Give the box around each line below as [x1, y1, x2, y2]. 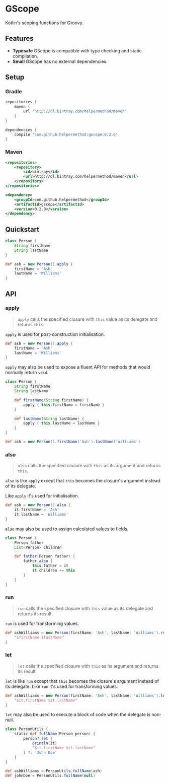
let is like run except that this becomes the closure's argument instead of [5, 678, 159, 684]
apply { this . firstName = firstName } [23, 402, 105, 407]
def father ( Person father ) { [14, 554, 75, 559]
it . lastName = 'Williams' [14, 512, 69, 517]
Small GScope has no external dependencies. [12, 58, 108, 64]
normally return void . [5, 370, 49, 376]
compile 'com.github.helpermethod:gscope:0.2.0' [14, 132, 118, 137]
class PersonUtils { [5, 727, 49, 732]
